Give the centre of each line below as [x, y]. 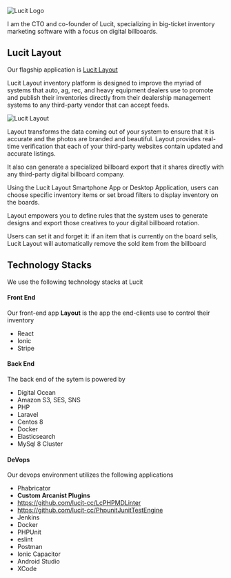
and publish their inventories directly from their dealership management [109, 97]
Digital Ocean [37, 393]
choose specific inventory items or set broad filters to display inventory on [113, 195]
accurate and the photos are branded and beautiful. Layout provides [104, 138]
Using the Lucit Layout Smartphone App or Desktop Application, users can [113, 187]
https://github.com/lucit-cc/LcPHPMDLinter [79, 503]
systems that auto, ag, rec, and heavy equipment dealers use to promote [110, 90]
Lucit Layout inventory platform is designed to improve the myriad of [104, 83]
